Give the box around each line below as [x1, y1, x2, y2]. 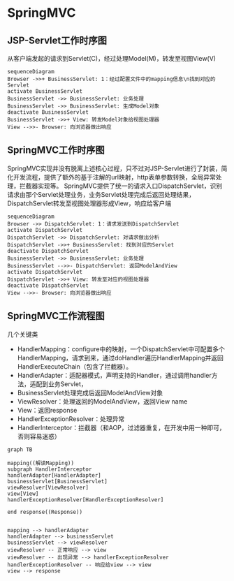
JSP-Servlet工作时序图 [7, 34, 107, 46]
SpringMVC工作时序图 [7, 145, 105, 156]
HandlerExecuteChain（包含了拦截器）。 [17, 362, 133, 371]
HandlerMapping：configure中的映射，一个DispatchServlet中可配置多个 [17, 344, 226, 353]
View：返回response [17, 406, 78, 414]
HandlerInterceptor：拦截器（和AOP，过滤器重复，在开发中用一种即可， [17, 423, 226, 432]
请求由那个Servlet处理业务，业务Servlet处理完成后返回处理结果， [7, 190, 196, 198]
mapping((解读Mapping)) [7, 459, 75, 466]
